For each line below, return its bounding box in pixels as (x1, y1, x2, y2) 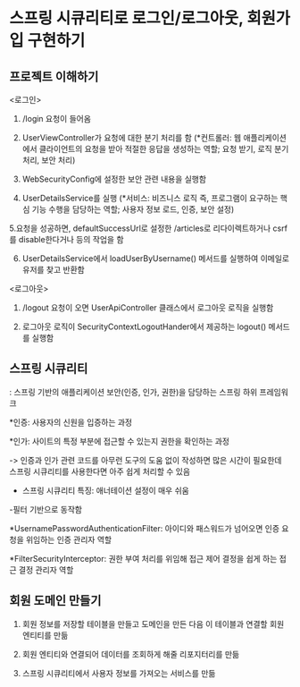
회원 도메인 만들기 (9, 593, 102, 608)
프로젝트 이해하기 (9, 69, 99, 84)
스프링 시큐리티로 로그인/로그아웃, (9, 8, 244, 29)
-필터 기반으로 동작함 (9, 504, 83, 514)
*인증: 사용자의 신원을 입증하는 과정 (9, 417, 132, 428)
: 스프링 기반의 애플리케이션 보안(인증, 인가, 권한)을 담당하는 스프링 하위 (9, 386, 258, 397)
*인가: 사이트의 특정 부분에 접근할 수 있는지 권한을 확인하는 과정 (9, 436, 230, 446)
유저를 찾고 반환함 (21, 265, 85, 275)
